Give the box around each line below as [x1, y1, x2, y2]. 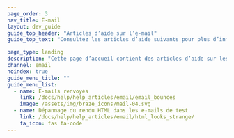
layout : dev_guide [7, 23, 61, 30]
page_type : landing [7, 49, 64, 56]
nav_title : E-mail [7, 17, 61, 24]
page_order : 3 [7, 10, 49, 17]
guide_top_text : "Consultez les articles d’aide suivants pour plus [7, 36, 210, 43]
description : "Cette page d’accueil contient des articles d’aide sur [7, 55, 217, 63]
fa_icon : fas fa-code [19, 120, 82, 127]
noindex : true [7, 68, 49, 75]
